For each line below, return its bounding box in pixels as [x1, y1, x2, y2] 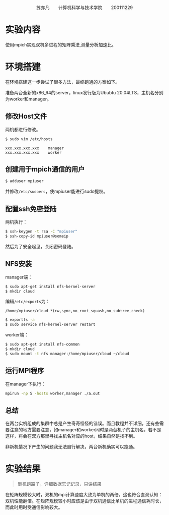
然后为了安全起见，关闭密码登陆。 [5, 243, 76, 249]
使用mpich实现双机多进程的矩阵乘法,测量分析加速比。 [5, 41, 117, 47]
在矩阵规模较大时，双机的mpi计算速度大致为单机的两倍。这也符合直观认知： [5, 492, 163, 498]
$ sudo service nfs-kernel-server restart [5, 322, 96, 327]
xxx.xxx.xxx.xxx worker [5, 150, 62, 155]
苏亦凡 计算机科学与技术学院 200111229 [36, 5, 133, 11]
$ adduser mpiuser [5, 179, 44, 184]
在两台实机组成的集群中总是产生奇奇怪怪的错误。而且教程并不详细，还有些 [5, 420, 159, 427]
